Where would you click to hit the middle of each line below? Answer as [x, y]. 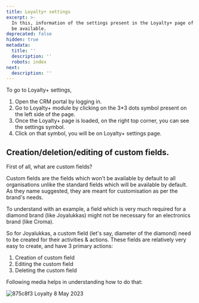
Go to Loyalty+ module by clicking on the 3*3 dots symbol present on [101, 108]
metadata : [19, 46]
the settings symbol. [40, 127]
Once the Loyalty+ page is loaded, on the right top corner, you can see [102, 121]
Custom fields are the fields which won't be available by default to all [91, 178]
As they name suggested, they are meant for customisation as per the [92, 191]
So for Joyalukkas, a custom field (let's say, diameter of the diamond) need [99, 234]
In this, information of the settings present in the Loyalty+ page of [103, 23]
